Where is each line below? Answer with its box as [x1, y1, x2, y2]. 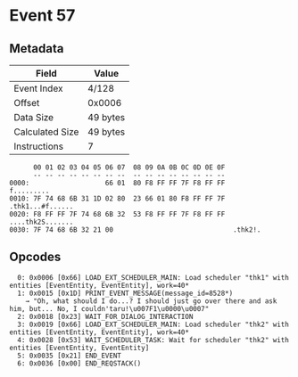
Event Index [13, 82, 63, 94]
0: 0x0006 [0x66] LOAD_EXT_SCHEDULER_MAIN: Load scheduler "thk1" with [17, 273, 290, 282]
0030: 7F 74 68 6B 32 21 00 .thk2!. [9, 225, 261, 234]
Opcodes [9, 250, 62, 265]
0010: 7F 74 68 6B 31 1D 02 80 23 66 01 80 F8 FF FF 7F [9, 194, 226, 203]
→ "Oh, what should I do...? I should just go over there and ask [25, 296, 277, 306]
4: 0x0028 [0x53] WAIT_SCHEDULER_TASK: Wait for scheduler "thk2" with [17, 335, 290, 344]
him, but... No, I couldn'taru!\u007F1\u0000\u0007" [9, 304, 210, 313]
